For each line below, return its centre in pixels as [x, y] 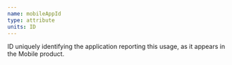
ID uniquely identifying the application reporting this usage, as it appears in [116, 47]
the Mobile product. [36, 54]
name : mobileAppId [34, 14]
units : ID [22, 27]
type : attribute [31, 20]
